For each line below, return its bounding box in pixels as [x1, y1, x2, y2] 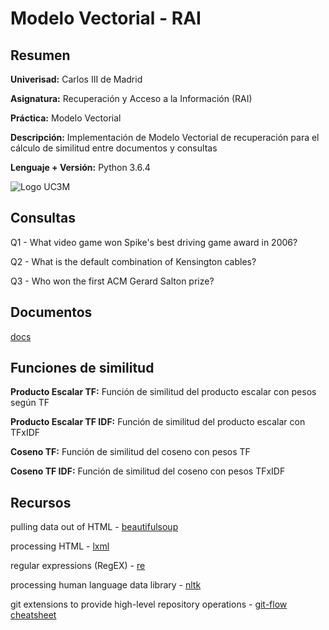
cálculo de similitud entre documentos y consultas [10, 142, 218, 154]
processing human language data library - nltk [10, 579, 202, 591]
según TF [10, 397, 50, 409]
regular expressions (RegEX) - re [10, 560, 146, 572]
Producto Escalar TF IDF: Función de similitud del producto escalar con [10, 416, 306, 428]
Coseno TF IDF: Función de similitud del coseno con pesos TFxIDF [10, 465, 286, 477]
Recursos [10, 494, 72, 511]
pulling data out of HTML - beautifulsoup [10, 521, 179, 533]
